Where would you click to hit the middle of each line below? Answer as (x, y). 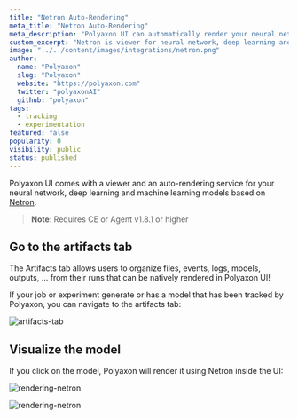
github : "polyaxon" (53, 100)
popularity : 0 (35, 141)
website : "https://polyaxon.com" (79, 83)
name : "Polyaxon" (49, 67)
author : (24, 59)
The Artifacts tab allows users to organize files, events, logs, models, (135, 268)
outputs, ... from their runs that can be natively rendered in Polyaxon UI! (140, 278)
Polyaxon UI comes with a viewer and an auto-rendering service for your (142, 183)
